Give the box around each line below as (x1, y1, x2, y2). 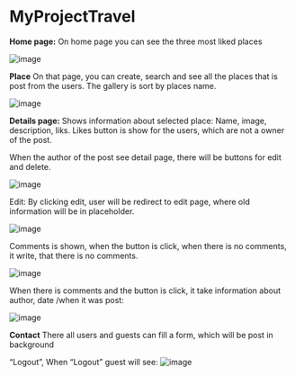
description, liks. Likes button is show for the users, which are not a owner (9, 124, 285, 136)
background (9, 339, 55, 350)
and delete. (9, 161, 51, 172)
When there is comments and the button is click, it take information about (9, 285, 282, 296)
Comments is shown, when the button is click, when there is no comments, (9, 240, 288, 251)
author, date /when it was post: (9, 294, 124, 305)
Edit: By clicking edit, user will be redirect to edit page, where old (9, 196, 250, 207)
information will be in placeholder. (9, 205, 135, 217)
